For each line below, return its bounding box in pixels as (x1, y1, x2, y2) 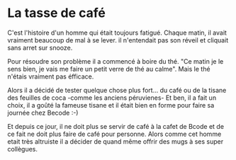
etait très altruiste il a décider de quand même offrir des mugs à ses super (7, 137, 224, 146)
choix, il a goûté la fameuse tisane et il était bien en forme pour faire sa (7, 101, 215, 109)
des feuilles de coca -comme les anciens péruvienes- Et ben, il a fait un (7, 93, 217, 102)
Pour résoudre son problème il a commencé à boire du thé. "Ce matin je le (7, 57, 224, 65)
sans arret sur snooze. (7, 43, 73, 52)
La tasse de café (7, 5, 106, 21)
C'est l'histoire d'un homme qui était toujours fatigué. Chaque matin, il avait (7, 28, 227, 37)
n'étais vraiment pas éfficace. (7, 72, 94, 81)
